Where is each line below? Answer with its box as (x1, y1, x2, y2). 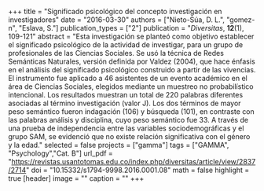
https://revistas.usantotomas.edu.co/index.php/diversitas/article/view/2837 (11, 157, 256, 166)
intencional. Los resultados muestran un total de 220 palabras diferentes (8, 90, 244, 99)
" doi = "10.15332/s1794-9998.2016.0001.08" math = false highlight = (26, 165, 250, 174)
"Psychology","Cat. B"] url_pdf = (8, 149, 114, 158)
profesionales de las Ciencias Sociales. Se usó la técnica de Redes (8, 49, 224, 57)
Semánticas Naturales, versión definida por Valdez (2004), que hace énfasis (8, 57, 255, 66)
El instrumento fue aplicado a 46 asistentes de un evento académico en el (8, 74, 247, 83)
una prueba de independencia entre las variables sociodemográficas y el (8, 123, 244, 133)
